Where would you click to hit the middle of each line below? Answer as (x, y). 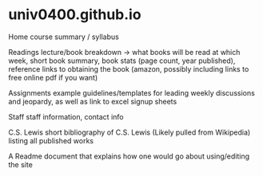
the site (21, 164)
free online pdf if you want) (53, 77)
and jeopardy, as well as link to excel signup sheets (93, 101)
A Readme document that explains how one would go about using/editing (129, 156)
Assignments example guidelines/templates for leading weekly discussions (132, 92)
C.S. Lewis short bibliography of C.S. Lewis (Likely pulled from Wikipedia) (130, 132)
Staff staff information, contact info (66, 116)
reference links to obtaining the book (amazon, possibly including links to (129, 68)
